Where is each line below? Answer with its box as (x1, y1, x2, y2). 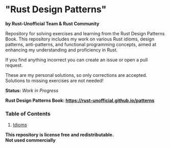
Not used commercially (5, 137, 56, 143)
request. (5, 62, 23, 68)
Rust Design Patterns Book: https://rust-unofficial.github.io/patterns (5, 97, 155, 103)
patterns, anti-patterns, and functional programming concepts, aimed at (5, 41, 157, 47)
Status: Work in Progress (5, 87, 59, 93)
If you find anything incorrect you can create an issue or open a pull (5, 56, 148, 62)
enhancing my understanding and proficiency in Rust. (5, 47, 118, 53)
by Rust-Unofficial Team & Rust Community (5, 20, 100, 27)
